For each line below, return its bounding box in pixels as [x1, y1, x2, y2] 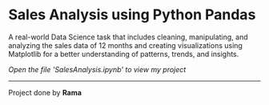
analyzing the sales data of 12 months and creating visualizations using [8, 40, 243, 50]
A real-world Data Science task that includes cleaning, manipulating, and [8, 32, 248, 42]
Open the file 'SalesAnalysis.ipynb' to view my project [8, 64, 187, 74]
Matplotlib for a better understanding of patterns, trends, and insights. [8, 49, 239, 59]
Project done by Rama [8, 87, 82, 97]
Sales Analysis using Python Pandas [8, 6, 256, 24]
